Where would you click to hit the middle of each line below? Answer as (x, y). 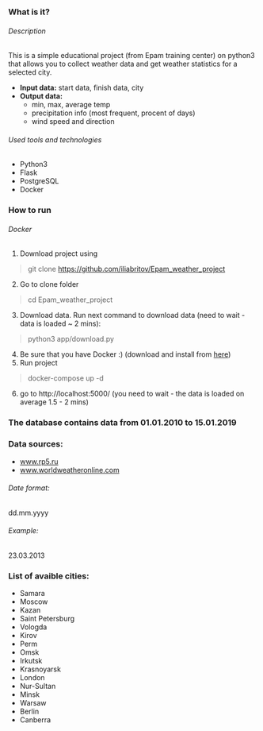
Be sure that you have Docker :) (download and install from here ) (125, 354)
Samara (32, 594)
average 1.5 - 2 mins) (54, 402)
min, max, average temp (71, 105)
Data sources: (36, 444)
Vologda (33, 627)
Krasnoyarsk (40, 669)
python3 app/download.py (71, 339)
